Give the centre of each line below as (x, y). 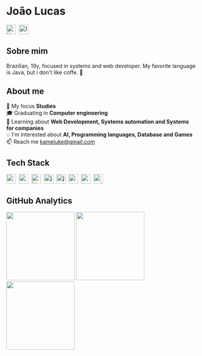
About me (25, 91)
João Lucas (36, 11)
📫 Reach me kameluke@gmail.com (51, 141)
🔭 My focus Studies (31, 106)
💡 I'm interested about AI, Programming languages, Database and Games (99, 134)
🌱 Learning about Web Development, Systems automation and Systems (98, 121)
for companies (25, 128)
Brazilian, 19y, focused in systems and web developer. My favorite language (101, 65)
